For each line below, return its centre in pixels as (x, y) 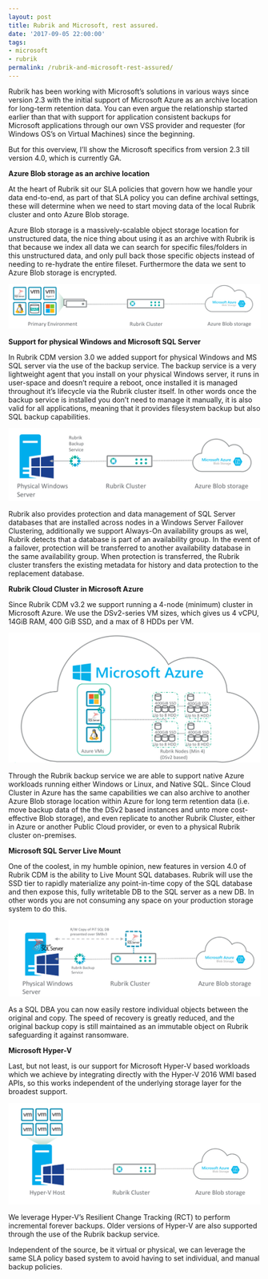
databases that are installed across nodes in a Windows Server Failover (126, 522)
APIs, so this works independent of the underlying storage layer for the (125, 1083)
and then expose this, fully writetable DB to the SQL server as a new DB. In (131, 891)
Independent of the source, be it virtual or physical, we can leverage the (127, 1250)
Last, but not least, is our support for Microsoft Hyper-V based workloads (129, 1066)
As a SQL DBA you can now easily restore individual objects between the (128, 1010)
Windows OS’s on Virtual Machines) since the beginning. (102, 134)
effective (23, 818)
